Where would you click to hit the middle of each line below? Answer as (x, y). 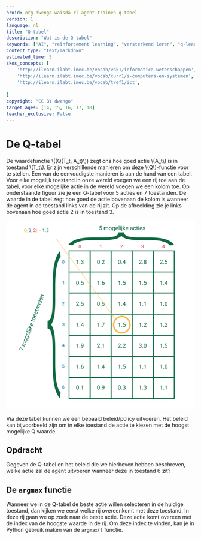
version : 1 (20, 19)
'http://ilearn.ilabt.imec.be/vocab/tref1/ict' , (79, 82)
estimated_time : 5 (29, 57)
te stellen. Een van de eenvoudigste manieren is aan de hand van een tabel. (99, 173)
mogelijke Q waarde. (31, 431)
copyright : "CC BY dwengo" (40, 101)
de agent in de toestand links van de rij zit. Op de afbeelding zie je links (94, 205)
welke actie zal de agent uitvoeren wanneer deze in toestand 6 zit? (89, 471)
